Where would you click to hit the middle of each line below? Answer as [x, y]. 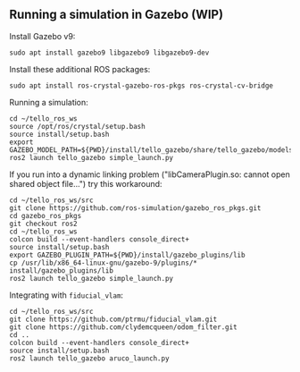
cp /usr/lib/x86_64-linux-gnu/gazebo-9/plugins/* [104, 263]
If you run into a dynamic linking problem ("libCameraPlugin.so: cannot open [150, 174]
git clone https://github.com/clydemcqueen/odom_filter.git [124, 327]
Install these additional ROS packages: [80, 69]
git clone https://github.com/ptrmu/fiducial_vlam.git [113, 319]
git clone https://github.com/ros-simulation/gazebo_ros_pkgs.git [135, 208]
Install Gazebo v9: [42, 36]
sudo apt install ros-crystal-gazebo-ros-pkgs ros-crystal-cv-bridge [142, 85]
